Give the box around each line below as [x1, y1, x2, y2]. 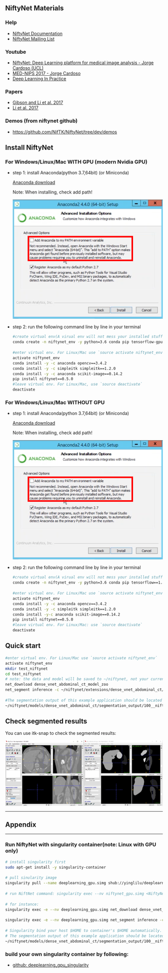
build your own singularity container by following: [5, 950, 129, 957]
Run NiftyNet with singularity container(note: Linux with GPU [5, 841, 156, 848]
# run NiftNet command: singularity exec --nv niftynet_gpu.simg [5, 891, 144, 896]
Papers [5, 88, 23, 95]
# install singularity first [5, 859, 66, 864]
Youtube [5, 48, 26, 55]
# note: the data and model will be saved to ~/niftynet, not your [5, 677, 149, 682]
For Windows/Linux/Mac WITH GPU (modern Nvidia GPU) [5, 158, 147, 165]
